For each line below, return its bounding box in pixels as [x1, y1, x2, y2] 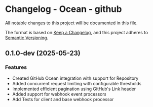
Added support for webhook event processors [12, 91, 107, 97]
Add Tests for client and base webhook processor [12, 96, 114, 102]
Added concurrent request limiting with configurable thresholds [12, 80, 142, 86]
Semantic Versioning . [5, 35, 48, 41]
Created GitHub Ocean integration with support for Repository [12, 75, 139, 81]
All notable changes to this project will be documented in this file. [5, 20, 138, 26]
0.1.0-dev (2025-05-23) [5, 49, 80, 57]
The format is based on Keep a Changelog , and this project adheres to [5, 29, 148, 35]
